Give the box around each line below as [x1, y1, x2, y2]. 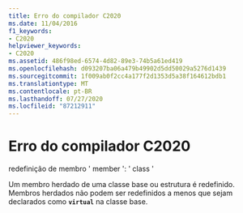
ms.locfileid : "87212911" [8, 102, 96, 110]
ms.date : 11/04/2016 [8, 19, 79, 28]
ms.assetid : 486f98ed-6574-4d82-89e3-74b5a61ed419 [8, 58, 183, 66]
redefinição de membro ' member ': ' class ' [8, 164, 155, 174]
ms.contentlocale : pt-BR [8, 87, 92, 96]
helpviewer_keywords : [8, 42, 82, 50]
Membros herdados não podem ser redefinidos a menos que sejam [8, 188, 233, 198]
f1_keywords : [8, 27, 53, 35]
